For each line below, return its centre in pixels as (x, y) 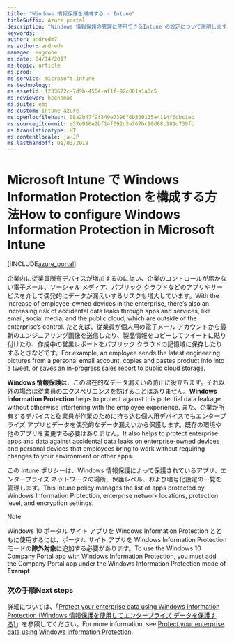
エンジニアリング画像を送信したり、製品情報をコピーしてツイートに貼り (123, 336)
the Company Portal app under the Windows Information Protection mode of (117, 564)
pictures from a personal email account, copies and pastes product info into (116, 361)
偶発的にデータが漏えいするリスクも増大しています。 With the (131, 296)
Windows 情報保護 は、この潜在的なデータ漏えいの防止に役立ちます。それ (113, 382)
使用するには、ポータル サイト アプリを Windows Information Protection (123, 540)
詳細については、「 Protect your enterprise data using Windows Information (114, 607)
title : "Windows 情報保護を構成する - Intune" (71, 14)
